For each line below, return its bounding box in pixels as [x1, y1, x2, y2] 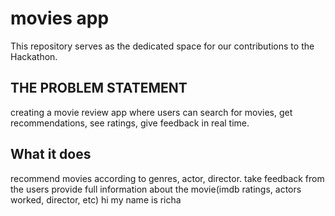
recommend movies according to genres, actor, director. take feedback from [10, 172, 325, 184]
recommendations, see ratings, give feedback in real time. [10, 117, 250, 129]
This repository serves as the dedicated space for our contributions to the [10, 40, 315, 52]
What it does [10, 146, 92, 163]
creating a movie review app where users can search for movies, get [10, 106, 293, 118]
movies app [10, 7, 110, 30]
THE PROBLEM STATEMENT [10, 80, 188, 97]
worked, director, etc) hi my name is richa [10, 193, 182, 206]
